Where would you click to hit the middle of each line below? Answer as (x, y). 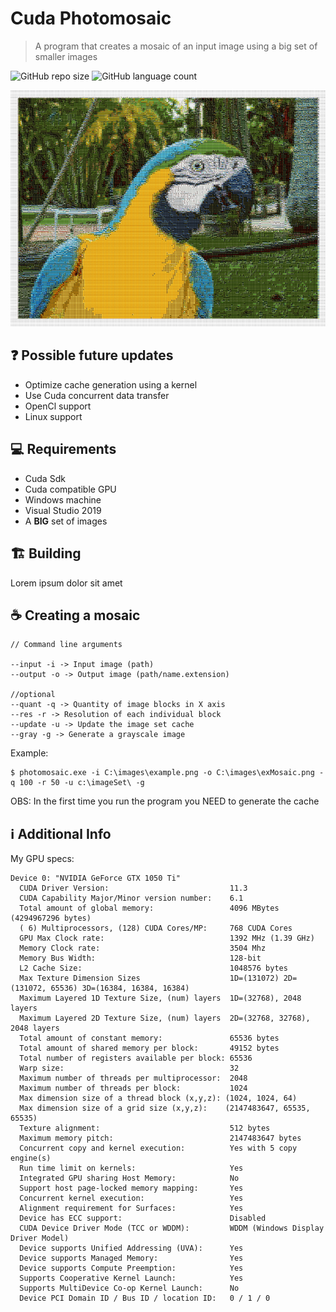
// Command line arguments (66, 645)
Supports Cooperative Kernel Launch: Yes (131, 1278)
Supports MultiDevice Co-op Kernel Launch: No (129, 1288)
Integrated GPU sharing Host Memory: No (129, 1178)
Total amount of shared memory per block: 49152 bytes (149, 1048)
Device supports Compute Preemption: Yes (131, 1268)
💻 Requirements (63, 449)
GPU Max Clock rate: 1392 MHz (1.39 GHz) (167, 938)
